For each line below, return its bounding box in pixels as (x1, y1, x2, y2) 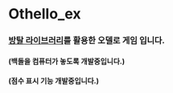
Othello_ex (8, 5, 82, 23)
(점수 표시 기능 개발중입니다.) (8, 76, 99, 86)
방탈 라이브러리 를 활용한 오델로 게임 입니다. (8, 35, 165, 46)
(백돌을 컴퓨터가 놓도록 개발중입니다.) (8, 56, 126, 66)
